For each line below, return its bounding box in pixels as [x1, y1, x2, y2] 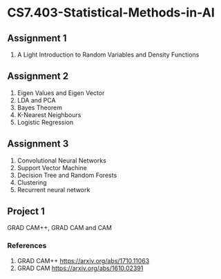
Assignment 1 [7, 32, 67, 44]
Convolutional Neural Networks [17, 156, 107, 165]
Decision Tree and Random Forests [17, 171, 117, 179]
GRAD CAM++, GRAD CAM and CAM [7, 224, 113, 232]
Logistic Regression [17, 118, 74, 126]
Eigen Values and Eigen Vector [17, 88, 105, 97]
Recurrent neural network [17, 185, 90, 194]
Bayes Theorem [17, 103, 63, 112]
